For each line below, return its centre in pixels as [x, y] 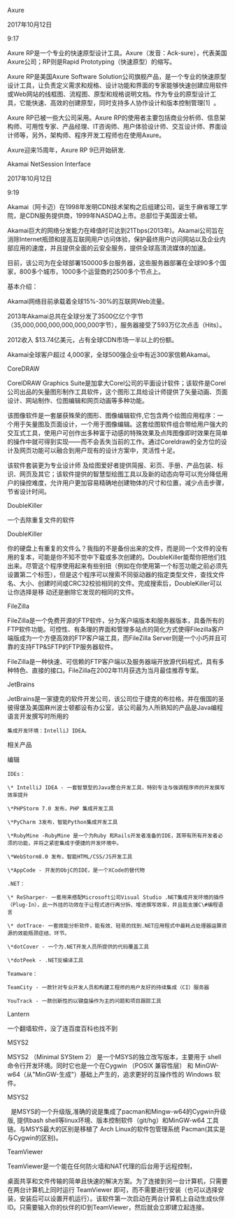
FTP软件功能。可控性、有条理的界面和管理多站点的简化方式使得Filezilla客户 [116, 629]
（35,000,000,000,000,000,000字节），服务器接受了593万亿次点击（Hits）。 [116, 325]
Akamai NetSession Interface [49, 164]
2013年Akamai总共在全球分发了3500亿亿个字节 [76, 316]
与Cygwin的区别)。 [35, 1138]
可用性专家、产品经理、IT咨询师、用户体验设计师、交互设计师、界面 [123, 126]
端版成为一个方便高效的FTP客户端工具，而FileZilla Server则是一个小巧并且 [114, 638]
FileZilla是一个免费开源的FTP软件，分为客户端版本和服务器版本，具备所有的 [116, 621]
